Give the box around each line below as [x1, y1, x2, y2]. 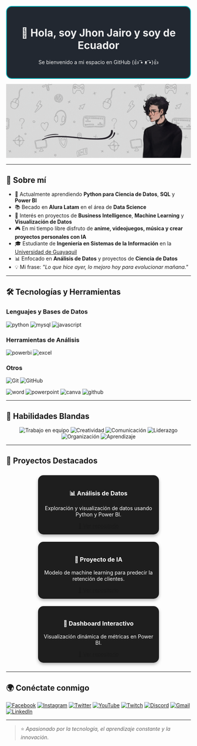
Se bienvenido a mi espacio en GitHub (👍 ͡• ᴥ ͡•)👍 [38, 58, 159, 65]
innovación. [20, 734, 49, 741]
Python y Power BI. [75, 511, 122, 518]
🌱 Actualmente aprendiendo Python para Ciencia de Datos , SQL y [14, 191, 175, 198]
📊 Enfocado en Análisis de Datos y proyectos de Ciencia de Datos [14, 255, 178, 262]
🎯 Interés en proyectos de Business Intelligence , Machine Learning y [14, 212, 184, 219]
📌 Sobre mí [6, 175, 46, 185]
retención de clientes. [72, 575, 125, 582]
